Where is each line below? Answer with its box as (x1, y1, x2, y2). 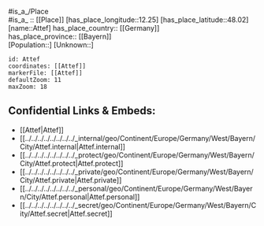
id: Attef (8, 55, 41, 63)
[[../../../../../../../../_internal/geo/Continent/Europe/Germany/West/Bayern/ (19, 133, 256, 143)
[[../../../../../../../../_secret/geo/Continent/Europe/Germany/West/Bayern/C (19, 200, 257, 209)
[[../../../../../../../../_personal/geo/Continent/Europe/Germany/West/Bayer (19, 183, 254, 193)
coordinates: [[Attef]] (8, 62, 87, 70)
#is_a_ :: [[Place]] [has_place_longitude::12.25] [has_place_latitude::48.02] (8, 15, 249, 24)
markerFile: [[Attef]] (8, 69, 83, 77)
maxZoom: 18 (8, 83, 47, 91)
